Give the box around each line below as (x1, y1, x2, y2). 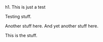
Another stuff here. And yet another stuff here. (5, 23, 99, 29)
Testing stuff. (5, 14, 32, 19)
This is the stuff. (5, 33, 38, 38)
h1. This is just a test (5, 4, 46, 10)
